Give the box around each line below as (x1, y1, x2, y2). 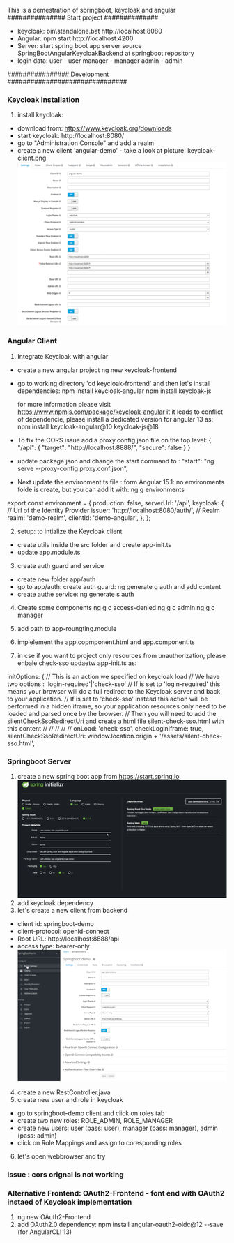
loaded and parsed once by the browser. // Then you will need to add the (7, 709, 217, 717)
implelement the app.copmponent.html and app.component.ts (17, 638, 195, 646)
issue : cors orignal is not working (7, 1170, 124, 1179)
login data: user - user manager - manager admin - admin (17, 57, 183, 65)
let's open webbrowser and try (17, 1152, 106, 1161)
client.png (17, 154, 47, 163)
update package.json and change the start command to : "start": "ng (17, 456, 214, 465)
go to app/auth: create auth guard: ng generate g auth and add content (17, 582, 221, 590)
